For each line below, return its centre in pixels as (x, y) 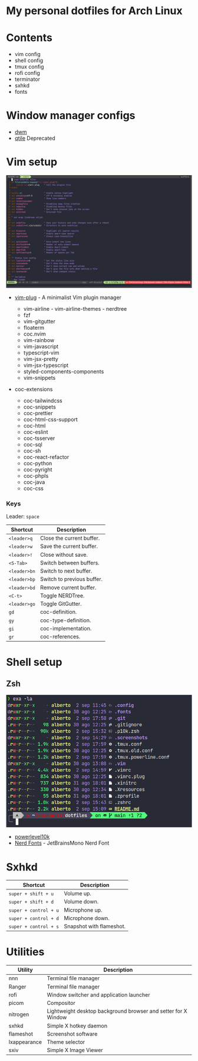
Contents (29, 38)
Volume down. (81, 902)
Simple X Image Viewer (75, 1050)
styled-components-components (64, 372)
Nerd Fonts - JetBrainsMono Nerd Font (62, 843)
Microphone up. (83, 910)
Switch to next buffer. (66, 571)
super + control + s (34, 927)
